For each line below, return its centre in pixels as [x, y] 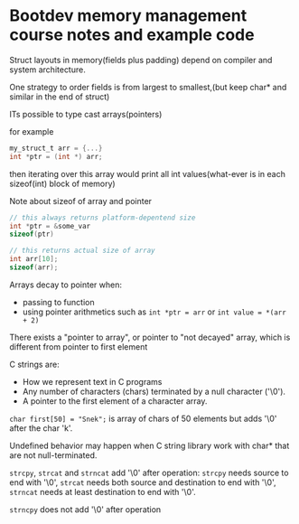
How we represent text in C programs [92, 381]
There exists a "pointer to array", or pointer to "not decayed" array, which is [150, 337]
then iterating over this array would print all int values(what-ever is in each [148, 173]
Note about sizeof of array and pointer [80, 201]
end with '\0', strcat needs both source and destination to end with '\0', [143, 482]
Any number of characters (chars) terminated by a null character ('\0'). [154, 391]
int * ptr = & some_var [50, 226]
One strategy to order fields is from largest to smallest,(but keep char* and [148, 87]
